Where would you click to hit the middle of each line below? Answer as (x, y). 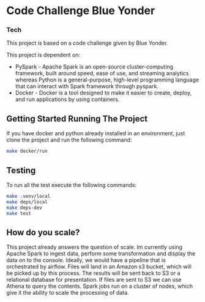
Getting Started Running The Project (77, 119)
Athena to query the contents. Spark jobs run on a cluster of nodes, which (99, 286)
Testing (21, 170)
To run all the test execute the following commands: (71, 185)
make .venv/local (28, 196)
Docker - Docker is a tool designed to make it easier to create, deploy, (103, 93)
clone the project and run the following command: (69, 140)
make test (19, 213)
